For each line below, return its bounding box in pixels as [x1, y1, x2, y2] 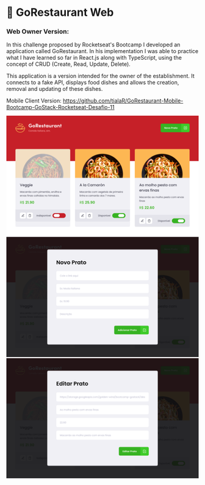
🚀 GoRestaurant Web [6, 5, 114, 20]
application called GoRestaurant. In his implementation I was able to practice [6, 48, 199, 55]
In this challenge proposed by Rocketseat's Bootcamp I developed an [6, 41, 181, 48]
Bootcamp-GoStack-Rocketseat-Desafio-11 [6, 104, 115, 111]
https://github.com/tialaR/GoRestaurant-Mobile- [63, 97, 184, 104]
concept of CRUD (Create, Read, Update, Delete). [6, 60, 131, 68]
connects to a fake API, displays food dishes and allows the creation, [6, 79, 179, 86]
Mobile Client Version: [6, 97, 62, 104]
